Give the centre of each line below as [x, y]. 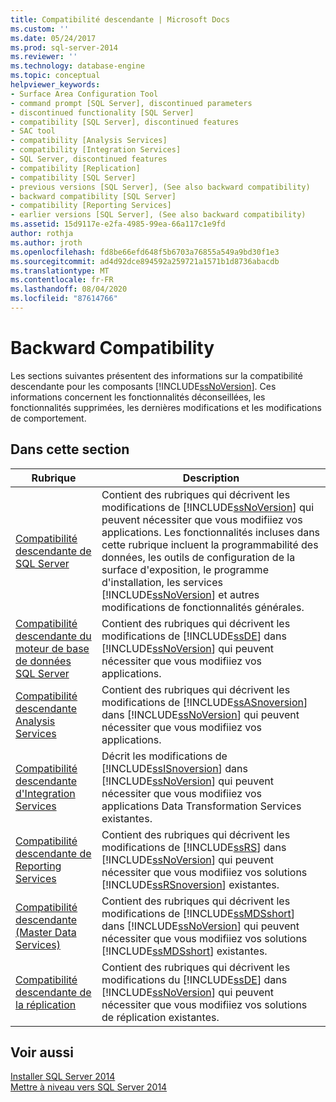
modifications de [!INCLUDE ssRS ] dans [194, 847]
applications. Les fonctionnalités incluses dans [211, 532]
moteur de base [52, 648]
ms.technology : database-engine [77, 66]
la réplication [46, 1004]
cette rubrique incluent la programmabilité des [210, 544]
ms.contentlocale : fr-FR [62, 280]
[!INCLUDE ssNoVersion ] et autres [180, 594]
